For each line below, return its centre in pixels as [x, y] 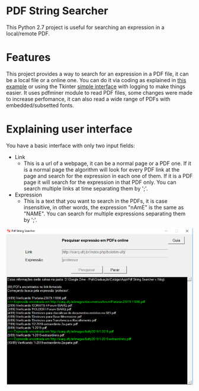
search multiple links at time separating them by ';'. [86, 188]
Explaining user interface [69, 129]
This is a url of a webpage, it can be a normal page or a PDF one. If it [107, 163]
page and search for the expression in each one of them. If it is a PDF [108, 176]
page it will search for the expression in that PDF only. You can [100, 182]
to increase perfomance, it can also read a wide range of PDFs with [88, 99]
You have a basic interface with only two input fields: [70, 146]
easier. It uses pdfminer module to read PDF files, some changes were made [99, 92]
